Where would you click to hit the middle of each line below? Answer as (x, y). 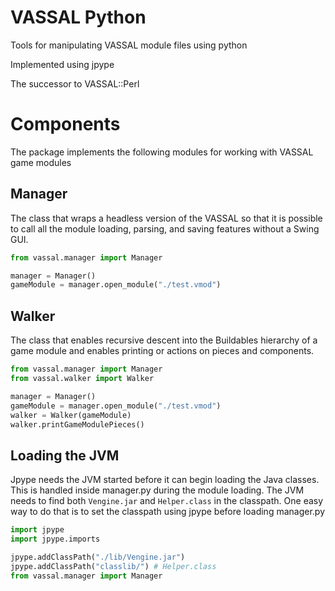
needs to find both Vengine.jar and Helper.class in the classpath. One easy (167, 501)
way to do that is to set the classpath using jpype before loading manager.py (168, 512)
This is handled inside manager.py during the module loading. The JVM (157, 490)
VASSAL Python (78, 17)
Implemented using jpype (62, 64)
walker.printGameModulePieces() (77, 424)
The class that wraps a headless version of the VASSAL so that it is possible (166, 218)
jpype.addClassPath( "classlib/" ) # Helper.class (113, 566)
